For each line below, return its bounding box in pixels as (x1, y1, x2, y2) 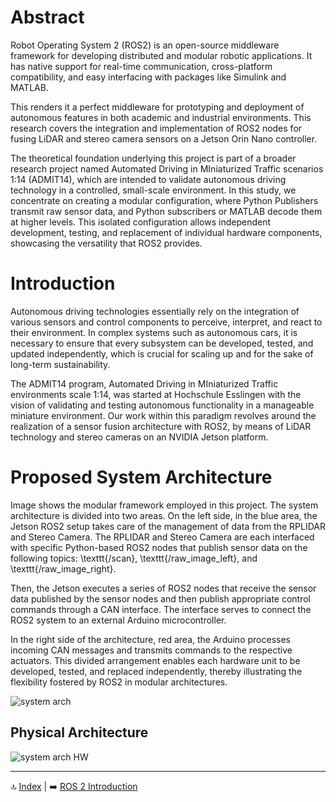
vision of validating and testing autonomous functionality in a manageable (10, 399, 315, 411)
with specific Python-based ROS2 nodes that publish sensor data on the (10, 541, 308, 553)
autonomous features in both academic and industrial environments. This (10, 111, 312, 123)
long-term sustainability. (10, 358, 111, 370)
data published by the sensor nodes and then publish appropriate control (10, 592, 311, 605)
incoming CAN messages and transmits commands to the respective (10, 644, 293, 656)
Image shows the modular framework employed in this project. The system (10, 499, 319, 511)
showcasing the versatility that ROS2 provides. (10, 237, 203, 249)
